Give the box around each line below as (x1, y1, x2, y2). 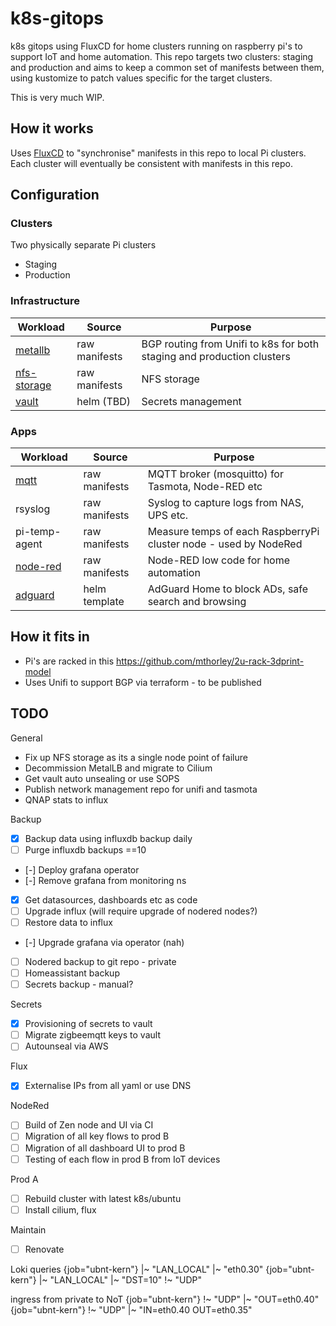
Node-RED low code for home (147, 553, 291, 567)
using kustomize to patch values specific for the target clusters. (10, 72, 273, 84)
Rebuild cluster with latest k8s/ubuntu (24, 1192, 182, 1204)
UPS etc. (147, 508, 189, 522)
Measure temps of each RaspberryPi (147, 525, 320, 539)
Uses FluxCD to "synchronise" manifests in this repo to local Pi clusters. (10, 147, 307, 159)
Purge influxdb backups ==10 (24, 843, 147, 856)
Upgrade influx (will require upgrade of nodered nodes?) (24, 905, 258, 917)
